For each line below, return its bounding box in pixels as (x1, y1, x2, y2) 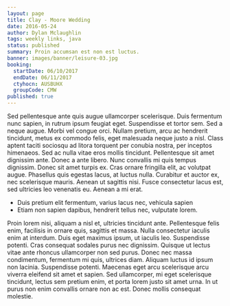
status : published (7, 42, 60, 49)
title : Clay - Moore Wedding (7, 17, 91, 23)
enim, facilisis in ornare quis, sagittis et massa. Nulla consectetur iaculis (7, 226, 211, 234)
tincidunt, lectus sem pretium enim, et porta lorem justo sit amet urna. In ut (7, 278, 218, 285)
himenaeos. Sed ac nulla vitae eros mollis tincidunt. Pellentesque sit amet (7, 149, 215, 157)
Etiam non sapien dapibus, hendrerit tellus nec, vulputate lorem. (16, 206, 198, 214)
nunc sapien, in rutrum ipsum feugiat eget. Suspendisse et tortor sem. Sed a (7, 120, 223, 127)
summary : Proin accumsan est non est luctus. (7, 49, 139, 56)
